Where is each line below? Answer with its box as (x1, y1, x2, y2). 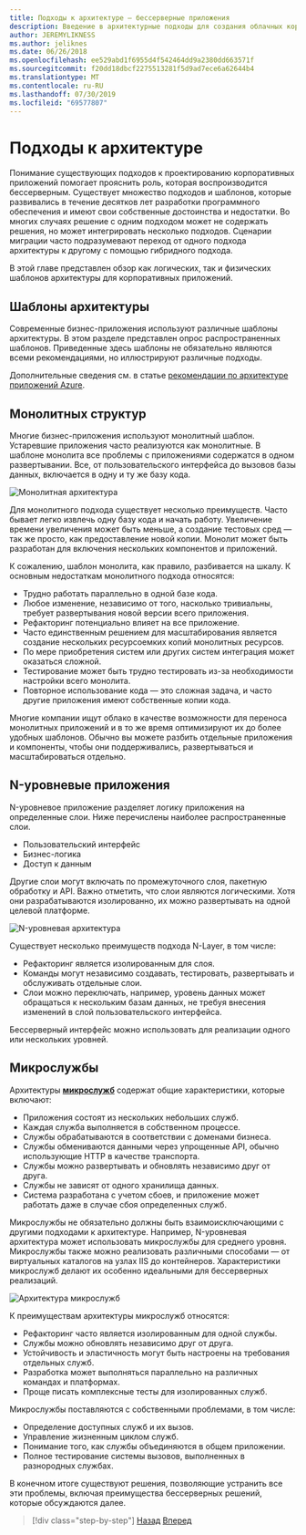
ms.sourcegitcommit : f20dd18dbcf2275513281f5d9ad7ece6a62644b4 (9, 65, 255, 74)
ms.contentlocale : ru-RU (9, 81, 104, 90)
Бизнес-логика (22, 848, 82, 859)
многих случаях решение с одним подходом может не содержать (9, 216, 269, 227)
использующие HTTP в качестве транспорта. (22, 1150, 200, 1161)
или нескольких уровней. (9, 1033, 109, 1044)
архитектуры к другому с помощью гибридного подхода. (9, 245, 234, 256)
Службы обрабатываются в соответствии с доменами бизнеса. (22, 1131, 271, 1142)
